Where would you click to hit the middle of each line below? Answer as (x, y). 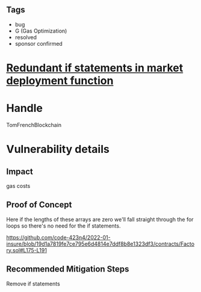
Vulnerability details (58, 149)
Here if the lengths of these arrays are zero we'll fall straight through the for (100, 219)
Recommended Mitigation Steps (68, 269)
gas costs (18, 185)
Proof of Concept (39, 205)
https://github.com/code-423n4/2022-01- (58, 237)
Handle (25, 108)
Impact (20, 171)
